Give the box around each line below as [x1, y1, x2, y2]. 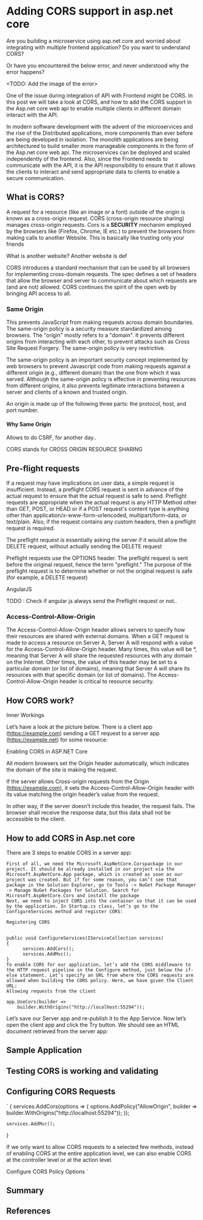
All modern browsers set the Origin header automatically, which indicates [6, 760, 190, 767]
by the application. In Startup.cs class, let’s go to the [6, 903, 159, 909]
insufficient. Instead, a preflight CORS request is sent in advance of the [6, 486, 184, 493]
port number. [6, 406, 39, 414]
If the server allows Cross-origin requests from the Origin [6, 778, 150, 785]
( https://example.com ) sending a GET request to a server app [6, 730, 160, 737]
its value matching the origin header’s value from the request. [6, 790, 159, 798]
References [6, 1206, 51, 1216]
